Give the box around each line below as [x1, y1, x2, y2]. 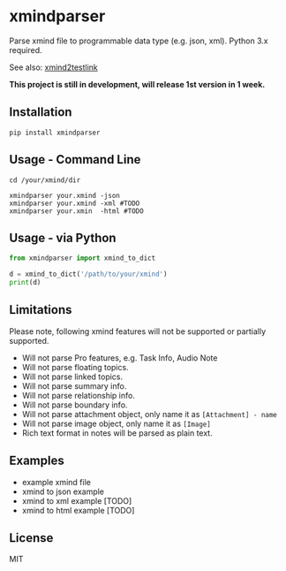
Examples [9, 453, 64, 468]
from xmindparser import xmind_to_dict [9, 254, 156, 263]
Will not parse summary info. [21, 380, 127, 391]
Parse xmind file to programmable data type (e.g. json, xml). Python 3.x [9, 35, 268, 46]
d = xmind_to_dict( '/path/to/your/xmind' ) [9, 270, 168, 279]
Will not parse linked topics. [21, 371, 124, 382]
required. [9, 44, 42, 55]
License [9, 530, 54, 545]
